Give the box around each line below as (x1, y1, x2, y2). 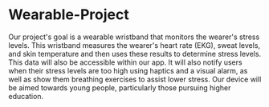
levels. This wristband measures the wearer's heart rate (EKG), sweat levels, (8, 40, 261, 50)
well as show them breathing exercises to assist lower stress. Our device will (8, 74, 262, 84)
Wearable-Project (8, 6, 130, 24)
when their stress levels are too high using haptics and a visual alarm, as (8, 65, 248, 75)
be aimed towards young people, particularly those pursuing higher (8, 82, 231, 93)
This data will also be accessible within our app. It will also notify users (8, 57, 243, 67)
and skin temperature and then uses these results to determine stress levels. (8, 49, 262, 58)
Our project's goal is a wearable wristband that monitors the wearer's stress (8, 32, 260, 42)
